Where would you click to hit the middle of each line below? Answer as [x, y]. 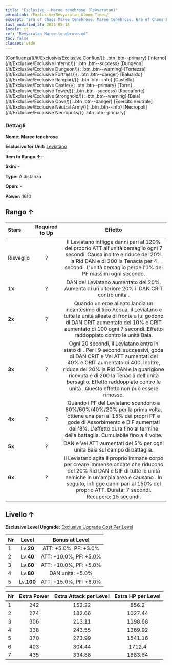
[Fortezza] [135, 69]
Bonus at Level [71, 540]
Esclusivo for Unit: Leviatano [36, 147]
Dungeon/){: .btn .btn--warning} [89, 69]
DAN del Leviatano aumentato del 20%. [114, 282]
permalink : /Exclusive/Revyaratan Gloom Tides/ [57, 15]
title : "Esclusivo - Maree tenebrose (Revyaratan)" [61, 10]
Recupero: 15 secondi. [114, 496]
